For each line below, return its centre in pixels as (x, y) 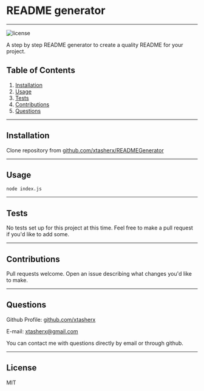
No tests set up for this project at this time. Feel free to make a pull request (100, 228)
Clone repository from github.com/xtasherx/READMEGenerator (85, 150)
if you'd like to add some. (38, 234)
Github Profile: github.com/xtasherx (51, 319)
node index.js (24, 189)
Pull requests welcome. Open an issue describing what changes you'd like (99, 274)
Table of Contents (41, 70)
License (22, 368)
